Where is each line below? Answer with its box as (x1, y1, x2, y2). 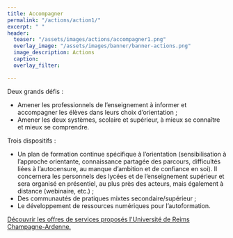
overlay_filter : (13, 62, 61, 69)
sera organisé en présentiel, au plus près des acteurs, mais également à (17, 179, 224, 188)
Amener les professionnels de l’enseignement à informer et (17, 100, 187, 109)
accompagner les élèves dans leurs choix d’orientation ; (17, 108, 177, 116)
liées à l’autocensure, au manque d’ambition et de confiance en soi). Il (17, 164, 218, 173)
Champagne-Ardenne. (7, 222, 72, 230)
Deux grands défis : (7, 87, 64, 95)
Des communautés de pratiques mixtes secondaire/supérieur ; (17, 194, 197, 203)
